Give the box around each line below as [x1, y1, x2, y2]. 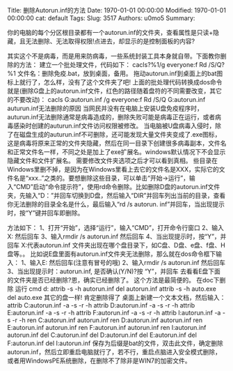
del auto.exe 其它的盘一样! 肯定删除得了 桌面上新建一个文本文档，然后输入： [7, 294, 226, 301]
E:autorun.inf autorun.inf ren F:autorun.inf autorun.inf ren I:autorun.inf [7, 324, 207, 331]
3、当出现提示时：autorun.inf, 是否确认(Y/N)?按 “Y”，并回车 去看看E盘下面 [7, 267, 221, 275]
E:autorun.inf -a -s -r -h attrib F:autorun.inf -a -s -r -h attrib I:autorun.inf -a [7, 309, 221, 317]
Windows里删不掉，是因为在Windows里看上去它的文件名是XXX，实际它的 [7, 165, 219, 173]
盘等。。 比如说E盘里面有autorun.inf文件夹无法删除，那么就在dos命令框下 [7, 250, 216, 258]
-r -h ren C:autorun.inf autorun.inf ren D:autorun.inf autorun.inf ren [12, 316, 203, 324]
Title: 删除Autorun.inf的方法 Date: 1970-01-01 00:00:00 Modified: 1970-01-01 [7, 6, 226, 14]
